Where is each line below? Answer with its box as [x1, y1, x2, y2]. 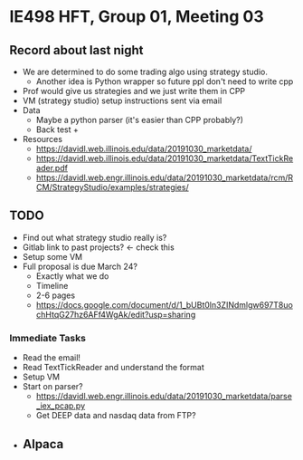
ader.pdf [35, 163, 68, 173]
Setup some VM [22, 251, 83, 262]
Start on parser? [22, 381, 83, 392]
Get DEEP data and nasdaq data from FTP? [35, 410, 196, 421]
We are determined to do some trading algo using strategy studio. [22, 66, 269, 77]
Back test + [35, 124, 80, 135]
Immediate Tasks [9, 331, 86, 344]
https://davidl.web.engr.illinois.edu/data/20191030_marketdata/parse [35, 391, 292, 402]
